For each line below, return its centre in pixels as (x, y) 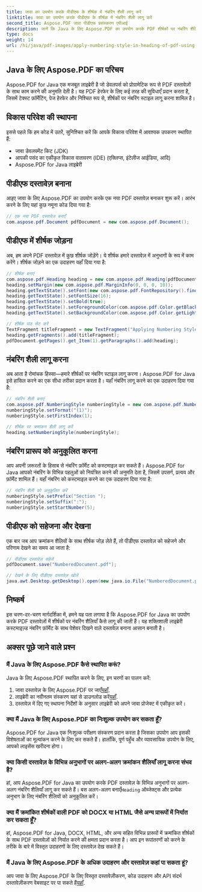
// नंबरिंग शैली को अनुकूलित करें (37, 491)
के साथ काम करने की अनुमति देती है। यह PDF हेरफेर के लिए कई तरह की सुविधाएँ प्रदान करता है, (98, 91)
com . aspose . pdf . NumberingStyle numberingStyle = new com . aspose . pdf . (95, 405)
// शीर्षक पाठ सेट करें (27, 323)
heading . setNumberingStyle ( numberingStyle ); (63, 432)
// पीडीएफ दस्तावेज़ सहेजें (30, 559)
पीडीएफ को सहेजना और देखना (49, 527)
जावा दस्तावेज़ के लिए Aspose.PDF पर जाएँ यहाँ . (62, 690)
